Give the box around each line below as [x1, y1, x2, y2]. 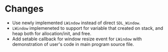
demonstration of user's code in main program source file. [12, 41, 134, 47]
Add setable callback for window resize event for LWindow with [12, 36, 142, 42]
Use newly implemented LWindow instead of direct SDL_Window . [12, 20, 141, 26]
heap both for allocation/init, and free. [12, 30, 92, 36]
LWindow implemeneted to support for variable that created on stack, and [12, 25, 163, 31]
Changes [5, 3, 44, 15]
